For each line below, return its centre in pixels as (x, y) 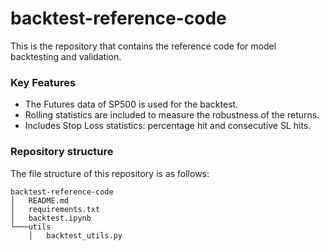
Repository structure (62, 152)
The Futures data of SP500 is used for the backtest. (131, 104)
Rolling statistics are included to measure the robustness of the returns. (172, 115)
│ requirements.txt (55, 209)
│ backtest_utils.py (75, 235)
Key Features (43, 82)
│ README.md (40, 200)
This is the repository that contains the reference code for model (143, 46)
